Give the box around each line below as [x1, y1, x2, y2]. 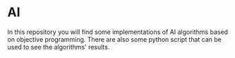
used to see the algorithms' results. [7, 42, 110, 51]
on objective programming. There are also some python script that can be [7, 35, 222, 43]
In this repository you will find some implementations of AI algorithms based [7, 28, 228, 36]
